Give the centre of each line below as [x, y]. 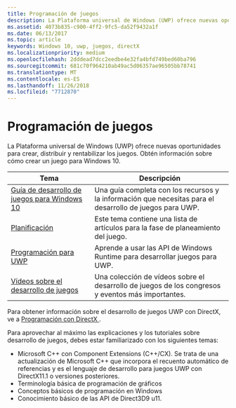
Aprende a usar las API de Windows [153, 248]
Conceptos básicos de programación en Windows [90, 391]
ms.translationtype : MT [42, 72]
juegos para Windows [47, 199]
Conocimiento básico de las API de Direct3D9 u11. [90, 399]
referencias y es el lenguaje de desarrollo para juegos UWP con [110, 369]
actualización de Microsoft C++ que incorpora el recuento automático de [123, 361]
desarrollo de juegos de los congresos [158, 286]
